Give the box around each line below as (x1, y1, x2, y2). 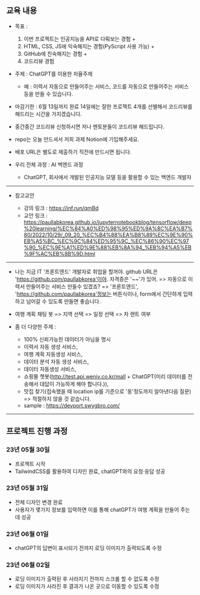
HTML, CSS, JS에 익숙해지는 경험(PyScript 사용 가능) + (23, 42, 155, 49)
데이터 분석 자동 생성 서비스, (23, 358, 89, 365)
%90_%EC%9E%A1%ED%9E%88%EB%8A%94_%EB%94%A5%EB (23, 243, 192, 251)
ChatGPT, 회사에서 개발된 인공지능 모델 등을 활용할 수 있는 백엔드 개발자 (23, 173, 192, 180)
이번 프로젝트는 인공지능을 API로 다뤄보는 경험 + (23, 35, 136, 42)
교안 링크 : (23, 212, 48, 219)
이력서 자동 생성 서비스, (23, 343, 79, 350)
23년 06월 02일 (6, 561, 50, 569)
